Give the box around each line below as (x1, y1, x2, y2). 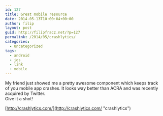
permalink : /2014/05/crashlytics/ (5, 35, 76, 40)
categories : (5, 39, 30, 44)
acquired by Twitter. (5, 90, 46, 96)
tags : (5, 48, 16, 53)
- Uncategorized (9, 44, 43, 49)
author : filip (5, 21, 34, 26)
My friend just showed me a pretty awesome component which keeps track (5, 80, 159, 86)
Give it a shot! (5, 96, 33, 101)
